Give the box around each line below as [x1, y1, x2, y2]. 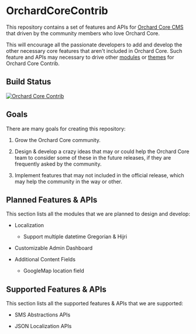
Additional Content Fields [14, 256, 76, 263]
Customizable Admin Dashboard [14, 245, 93, 252]
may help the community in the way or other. [14, 178, 123, 185]
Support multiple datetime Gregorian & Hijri [23, 233, 128, 240]
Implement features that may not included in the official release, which [14, 171, 184, 178]
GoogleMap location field [23, 267, 85, 274]
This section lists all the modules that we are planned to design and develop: [6, 210, 190, 218]
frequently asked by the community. [14, 160, 102, 167]
